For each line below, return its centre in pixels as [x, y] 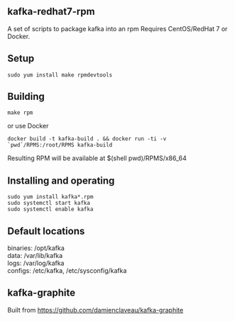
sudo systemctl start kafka [49, 203]
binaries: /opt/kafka [36, 248]
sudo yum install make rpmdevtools [60, 75]
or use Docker [28, 126]
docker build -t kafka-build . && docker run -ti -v [87, 139]
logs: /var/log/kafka [36, 263]
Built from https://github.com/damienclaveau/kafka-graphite [95, 310]
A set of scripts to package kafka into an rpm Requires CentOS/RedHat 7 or [117, 28]
